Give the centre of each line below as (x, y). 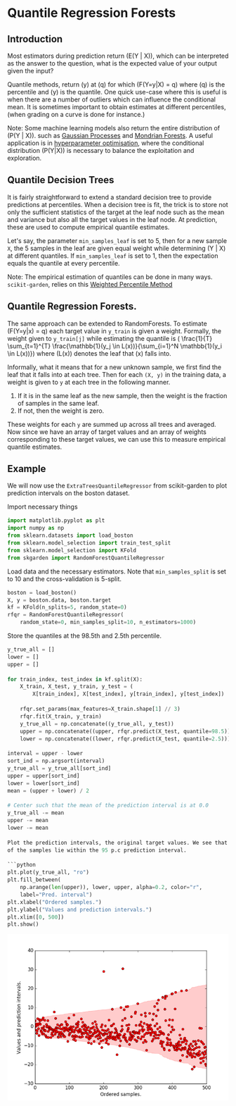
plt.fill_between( (34, 880)
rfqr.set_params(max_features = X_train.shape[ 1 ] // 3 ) (100, 709)
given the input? (31, 71)
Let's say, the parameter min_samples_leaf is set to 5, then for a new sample (117, 240)
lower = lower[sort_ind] (44, 783)
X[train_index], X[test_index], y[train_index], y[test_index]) (129, 694)
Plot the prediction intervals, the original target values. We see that (118, 843)
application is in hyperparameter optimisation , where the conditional (106, 143)
